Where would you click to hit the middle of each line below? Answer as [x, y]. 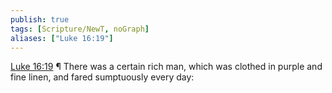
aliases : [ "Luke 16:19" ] [62, 38]
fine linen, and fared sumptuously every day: [102, 77]
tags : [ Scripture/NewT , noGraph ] [80, 29]
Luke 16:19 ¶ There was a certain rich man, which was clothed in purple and [166, 67]
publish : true [40, 19]
